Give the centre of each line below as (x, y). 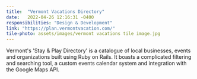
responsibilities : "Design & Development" (59, 23)
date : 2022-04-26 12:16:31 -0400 (50, 17)
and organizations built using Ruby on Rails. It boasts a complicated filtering (99, 57)
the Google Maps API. (33, 69)
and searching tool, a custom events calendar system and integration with (96, 64)
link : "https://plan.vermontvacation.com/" (61, 28)
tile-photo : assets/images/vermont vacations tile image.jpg (83, 34)
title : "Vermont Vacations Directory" (55, 12)
